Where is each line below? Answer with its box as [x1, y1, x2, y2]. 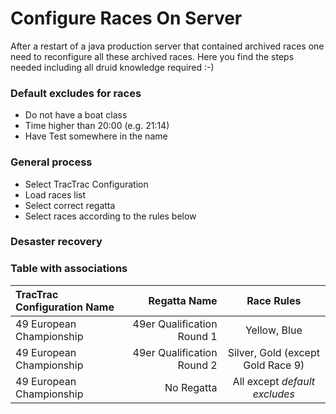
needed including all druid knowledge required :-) [10, 61, 215, 73]
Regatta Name [148, 293, 218, 307]
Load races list [24, 188, 86, 201]
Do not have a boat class [24, 109, 128, 121]
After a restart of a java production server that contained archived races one [10, 40, 325, 52]
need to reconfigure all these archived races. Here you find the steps [10, 50, 295, 62]
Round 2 [177, 358, 218, 372]
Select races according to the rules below [24, 210, 197, 222]
